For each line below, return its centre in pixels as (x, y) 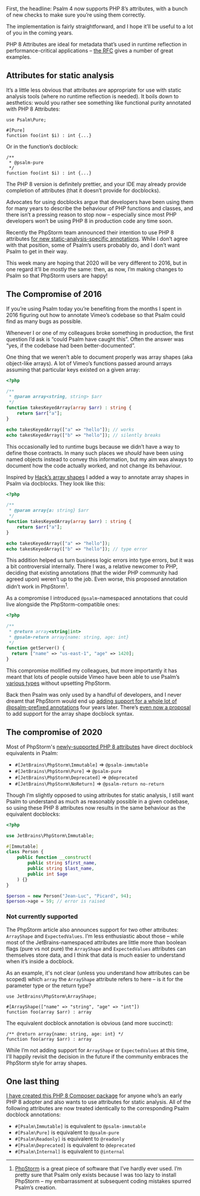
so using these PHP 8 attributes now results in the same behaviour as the (96, 807)
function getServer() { (36, 648)
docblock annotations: (34, 1114)
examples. (19, 57)
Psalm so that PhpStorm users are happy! (57, 275)
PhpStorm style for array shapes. (47, 1063)
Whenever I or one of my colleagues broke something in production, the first (100, 333)
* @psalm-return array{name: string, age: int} (69, 637)
